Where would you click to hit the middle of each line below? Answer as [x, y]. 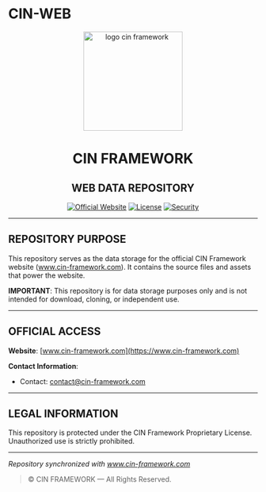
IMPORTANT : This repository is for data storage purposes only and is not [128, 290]
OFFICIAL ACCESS [55, 331]
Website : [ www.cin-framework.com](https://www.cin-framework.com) [124, 351]
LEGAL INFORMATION [63, 413]
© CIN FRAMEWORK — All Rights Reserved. [99, 479]
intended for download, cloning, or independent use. [94, 299]
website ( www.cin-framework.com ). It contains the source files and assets [130, 267]
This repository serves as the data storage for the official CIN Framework [127, 258]
